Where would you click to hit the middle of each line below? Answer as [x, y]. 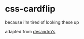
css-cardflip [30, 9]
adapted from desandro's [30, 31]
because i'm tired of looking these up [42, 22]
